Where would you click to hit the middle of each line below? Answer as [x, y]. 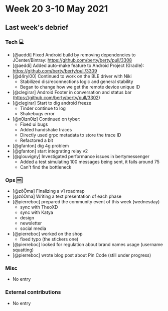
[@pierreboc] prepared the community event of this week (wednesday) [86, 202]
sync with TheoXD [39, 207]
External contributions [33, 292]
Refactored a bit [37, 140]
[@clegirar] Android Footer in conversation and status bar [72, 92]
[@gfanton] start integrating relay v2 [50, 151]
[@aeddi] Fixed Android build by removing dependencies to [74, 55]
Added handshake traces [46, 129]
